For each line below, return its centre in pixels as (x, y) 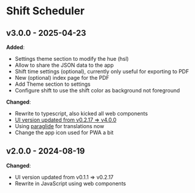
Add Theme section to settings (52, 84)
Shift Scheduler (45, 11)
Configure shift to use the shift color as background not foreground (97, 90)
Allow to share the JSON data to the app (64, 65)
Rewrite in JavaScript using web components (70, 183)
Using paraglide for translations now (59, 126)
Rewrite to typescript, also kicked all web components (81, 113)
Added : (16, 47)
